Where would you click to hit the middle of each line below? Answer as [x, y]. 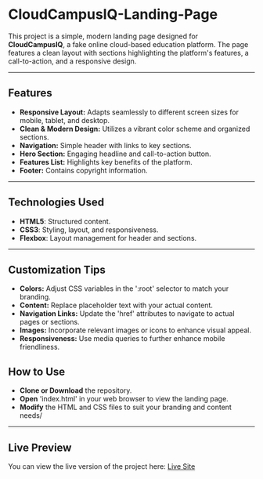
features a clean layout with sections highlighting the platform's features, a [128, 53]
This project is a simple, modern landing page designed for [103, 36]
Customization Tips [57, 269]
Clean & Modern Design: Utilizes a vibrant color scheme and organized [135, 129]
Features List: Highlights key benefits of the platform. [106, 161]
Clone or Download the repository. [76, 390]
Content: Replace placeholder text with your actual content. [116, 305]
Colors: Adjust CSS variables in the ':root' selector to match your [124, 288]
